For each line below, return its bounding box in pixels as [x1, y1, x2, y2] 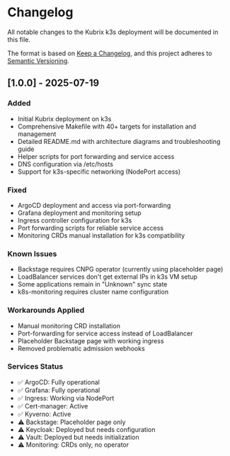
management [17, 129, 57, 138]
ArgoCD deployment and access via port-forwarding [17, 201, 171, 209]
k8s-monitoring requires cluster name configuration [17, 288, 168, 296]
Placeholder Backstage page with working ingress [17, 336, 164, 345]
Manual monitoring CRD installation [17, 321, 120, 330]
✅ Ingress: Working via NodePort [17, 394, 115, 402]
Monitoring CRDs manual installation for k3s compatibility [17, 231, 185, 240]
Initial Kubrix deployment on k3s [17, 114, 112, 123]
